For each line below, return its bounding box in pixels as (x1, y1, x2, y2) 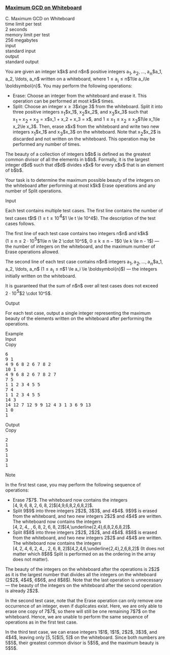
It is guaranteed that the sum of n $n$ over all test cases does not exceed (5, 283, 158, 289)
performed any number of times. (12, 141, 81, 147)
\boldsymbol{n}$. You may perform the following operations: (5, 83, 132, 89)
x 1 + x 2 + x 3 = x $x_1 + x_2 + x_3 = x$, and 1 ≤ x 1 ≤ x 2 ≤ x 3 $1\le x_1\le (12, 116, 160, 124)
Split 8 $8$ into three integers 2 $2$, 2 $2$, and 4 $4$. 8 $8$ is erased (12, 530, 157, 536)
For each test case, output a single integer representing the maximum (5, 310, 151, 316)
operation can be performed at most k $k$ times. (12, 98, 115, 104)
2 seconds (5, 26, 27, 32)
